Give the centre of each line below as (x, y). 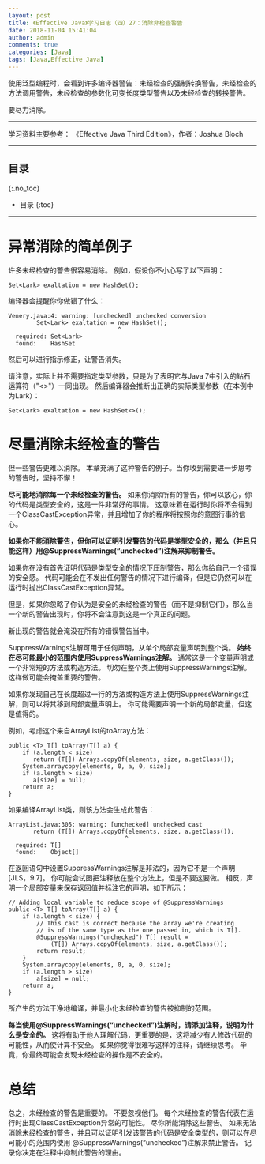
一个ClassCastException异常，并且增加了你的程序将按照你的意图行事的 (123, 514)
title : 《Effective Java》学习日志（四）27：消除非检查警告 (95, 23)
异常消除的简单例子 (71, 247)
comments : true (33, 45)
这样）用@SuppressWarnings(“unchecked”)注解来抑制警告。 (117, 551)
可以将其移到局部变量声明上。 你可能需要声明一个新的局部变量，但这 (140, 703)
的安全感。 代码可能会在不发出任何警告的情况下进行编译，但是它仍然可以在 (130, 577)
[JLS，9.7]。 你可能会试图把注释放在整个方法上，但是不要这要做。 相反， (127, 877)
